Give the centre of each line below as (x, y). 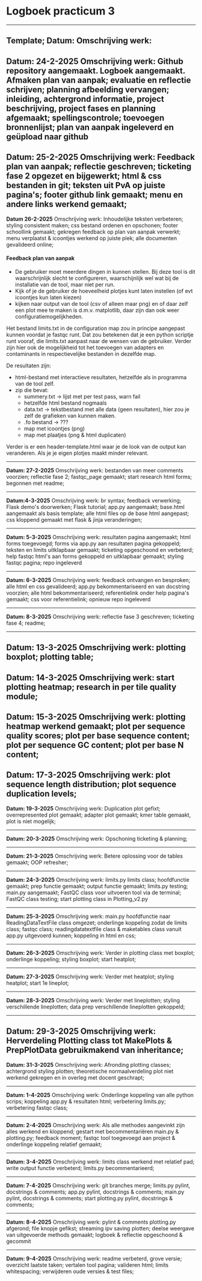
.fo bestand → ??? (46, 422)
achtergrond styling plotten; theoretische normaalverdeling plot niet (90, 1071)
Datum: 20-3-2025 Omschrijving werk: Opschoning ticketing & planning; (97, 838)
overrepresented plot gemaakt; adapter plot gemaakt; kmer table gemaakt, (99, 815)
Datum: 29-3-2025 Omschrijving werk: (81, 1032)
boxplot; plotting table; (50, 657)
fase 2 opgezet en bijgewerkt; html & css (84, 176)
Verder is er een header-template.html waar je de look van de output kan (96, 446)
